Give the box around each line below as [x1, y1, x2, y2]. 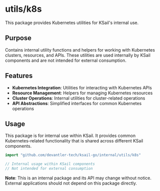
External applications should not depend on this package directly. [5, 180, 137, 186]
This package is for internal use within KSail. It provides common [5, 133, 136, 138]
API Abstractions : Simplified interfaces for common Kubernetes [12, 100, 142, 106]
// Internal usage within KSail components [5, 162, 95, 166]
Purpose [5, 34, 32, 42]
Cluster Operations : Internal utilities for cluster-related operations [12, 95, 145, 101]
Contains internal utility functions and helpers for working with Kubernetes [5, 47, 155, 53]
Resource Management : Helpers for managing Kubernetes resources [12, 90, 153, 96]
